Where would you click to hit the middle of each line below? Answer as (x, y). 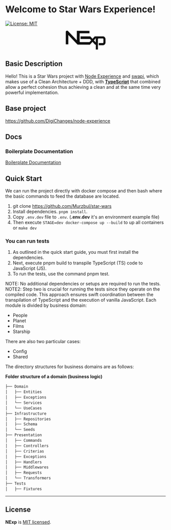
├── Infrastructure (26, 414)
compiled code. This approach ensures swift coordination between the (79, 295)
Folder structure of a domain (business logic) (54, 377)
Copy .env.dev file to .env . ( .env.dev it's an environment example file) (86, 217)
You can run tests (27, 241)
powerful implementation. (32, 92)
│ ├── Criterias (25, 451)
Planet (19, 321)
